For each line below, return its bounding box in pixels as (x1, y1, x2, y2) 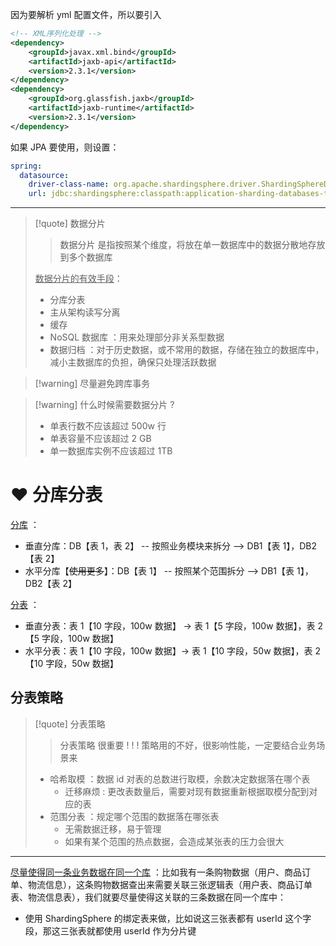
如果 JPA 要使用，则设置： (10, 141, 120, 153)
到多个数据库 (59, 251, 113, 263)
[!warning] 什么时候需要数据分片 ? (34, 399, 175, 411)
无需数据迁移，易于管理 (64, 823, 162, 835)
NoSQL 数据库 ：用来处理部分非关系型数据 (49, 331, 225, 343)
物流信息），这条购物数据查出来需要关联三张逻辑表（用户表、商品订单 (27, 878, 313, 890)
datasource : (19, 170, 70, 180)
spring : (10, 161, 43, 171)
